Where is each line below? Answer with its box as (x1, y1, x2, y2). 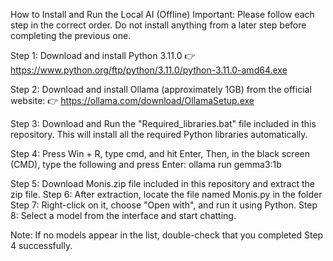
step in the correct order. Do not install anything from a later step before (10, 19, 307, 31)
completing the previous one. (10, 30, 132, 41)
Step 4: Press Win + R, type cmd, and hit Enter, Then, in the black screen (10, 148, 310, 159)
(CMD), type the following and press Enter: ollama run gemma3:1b (10, 159, 282, 170)
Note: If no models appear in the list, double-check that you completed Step (10, 229, 324, 241)
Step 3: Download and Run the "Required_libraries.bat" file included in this (10, 118, 317, 129)
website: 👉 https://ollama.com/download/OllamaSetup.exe (10, 95, 255, 106)
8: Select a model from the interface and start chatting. (10, 210, 237, 221)
